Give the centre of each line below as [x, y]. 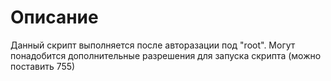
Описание [54, 17]
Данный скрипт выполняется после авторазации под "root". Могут [153, 45]
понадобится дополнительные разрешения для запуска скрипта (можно [166, 55]
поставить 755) [43, 66]
